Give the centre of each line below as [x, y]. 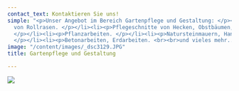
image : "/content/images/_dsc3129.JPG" [67, 47]
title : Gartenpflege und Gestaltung [62, 54]
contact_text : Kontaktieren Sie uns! [63, 14]
